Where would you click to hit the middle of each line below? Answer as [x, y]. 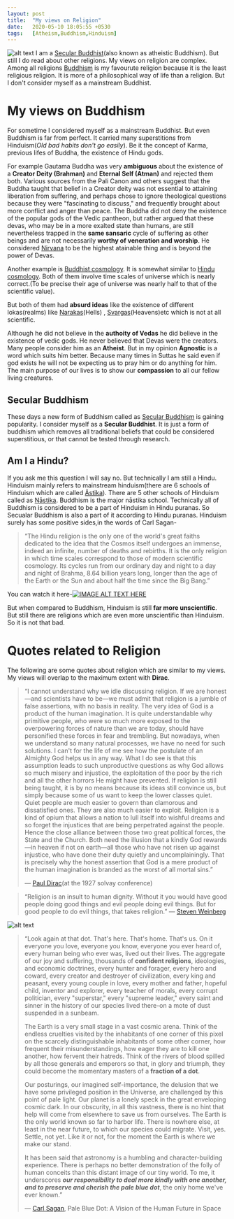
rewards [215, 839]
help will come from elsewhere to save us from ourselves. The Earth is [125, 1114]
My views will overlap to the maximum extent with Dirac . [88, 677]
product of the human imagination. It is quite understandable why [118, 713]
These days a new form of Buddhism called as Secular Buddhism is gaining [116, 416]
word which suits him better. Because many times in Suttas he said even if [114, 356]
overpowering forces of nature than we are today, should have [114, 728]
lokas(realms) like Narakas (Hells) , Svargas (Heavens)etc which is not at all [114, 313]
